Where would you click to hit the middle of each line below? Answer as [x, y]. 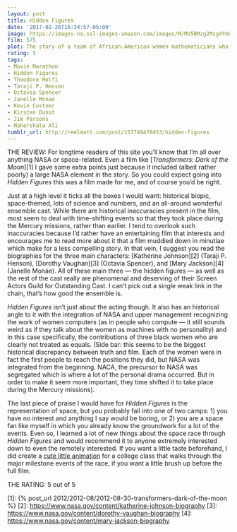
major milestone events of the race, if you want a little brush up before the [115, 463]
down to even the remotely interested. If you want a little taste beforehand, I [117, 449]
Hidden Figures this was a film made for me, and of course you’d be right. [114, 182]
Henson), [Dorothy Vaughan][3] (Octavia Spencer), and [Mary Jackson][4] [116, 264]
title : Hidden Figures [41, 20]
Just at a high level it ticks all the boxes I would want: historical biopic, [109, 196]
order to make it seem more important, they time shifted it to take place [110, 382]
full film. [19, 471]
